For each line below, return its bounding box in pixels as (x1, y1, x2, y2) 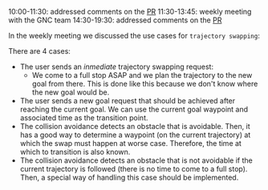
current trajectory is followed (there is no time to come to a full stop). (19, 164, 248, 173)
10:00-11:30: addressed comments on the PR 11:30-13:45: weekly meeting (8, 7, 252, 16)
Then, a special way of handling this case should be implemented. (19, 172, 239, 182)
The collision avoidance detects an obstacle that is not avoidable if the (19, 156, 253, 165)
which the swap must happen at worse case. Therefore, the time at (19, 139, 242, 148)
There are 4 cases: (8, 46, 71, 55)
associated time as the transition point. (19, 113, 148, 123)
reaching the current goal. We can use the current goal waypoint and (19, 104, 249, 114)
